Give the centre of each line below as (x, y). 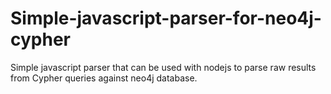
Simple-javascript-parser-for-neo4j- (166, 18)
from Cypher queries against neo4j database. (104, 78)
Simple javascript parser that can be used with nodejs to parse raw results (163, 67)
